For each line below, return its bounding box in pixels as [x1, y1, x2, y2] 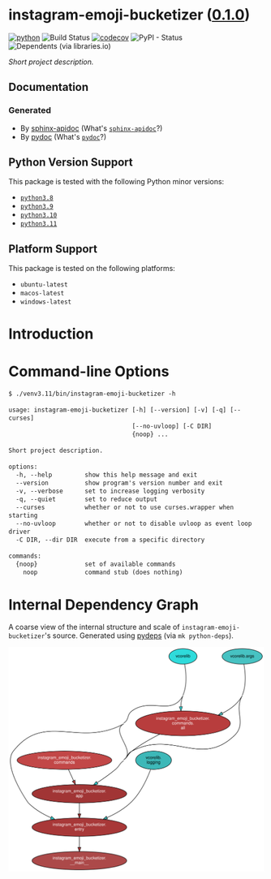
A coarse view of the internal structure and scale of [8, 623, 180, 632]
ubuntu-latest [19, 281, 68, 289]
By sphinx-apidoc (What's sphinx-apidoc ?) [19, 123, 163, 133]
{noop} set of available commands [15, 560, 176, 569]
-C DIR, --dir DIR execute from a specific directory [15, 536, 205, 545]
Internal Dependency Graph [8, 595, 199, 614]
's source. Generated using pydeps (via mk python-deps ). [44, 631, 234, 640]
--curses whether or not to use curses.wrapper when [15, 503, 234, 512]
